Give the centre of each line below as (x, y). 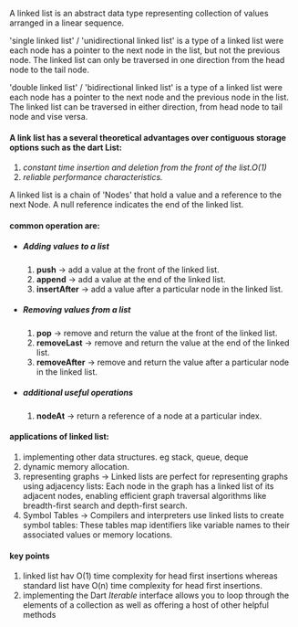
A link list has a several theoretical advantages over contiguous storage (148, 137)
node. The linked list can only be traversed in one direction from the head (147, 60)
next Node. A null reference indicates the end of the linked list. (127, 205)
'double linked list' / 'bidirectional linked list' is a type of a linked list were (146, 87)
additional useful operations (78, 393)
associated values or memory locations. (98, 535)
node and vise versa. (49, 117)
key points (30, 556)
